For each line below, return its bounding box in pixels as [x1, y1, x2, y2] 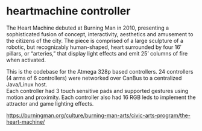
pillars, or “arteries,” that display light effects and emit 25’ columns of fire [6, 50, 188, 57]
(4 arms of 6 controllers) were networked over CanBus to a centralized [6, 74, 182, 81]
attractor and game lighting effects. [6, 100, 94, 107]
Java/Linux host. [6, 80, 48, 88]
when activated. [6, 56, 46, 63]
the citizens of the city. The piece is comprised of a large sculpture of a [6, 37, 184, 44]
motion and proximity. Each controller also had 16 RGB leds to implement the [6, 94, 196, 101]
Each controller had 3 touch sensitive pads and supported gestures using [6, 87, 189, 94]
